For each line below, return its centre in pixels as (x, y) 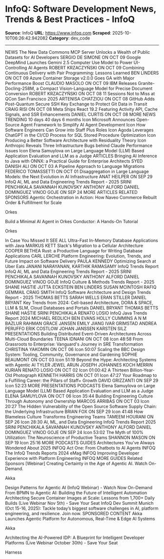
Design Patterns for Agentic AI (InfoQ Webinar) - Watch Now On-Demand (79, 487)
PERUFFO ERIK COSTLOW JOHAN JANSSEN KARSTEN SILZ (66, 329)
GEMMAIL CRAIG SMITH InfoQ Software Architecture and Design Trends (78, 292)
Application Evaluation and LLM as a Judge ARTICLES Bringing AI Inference (81, 156)
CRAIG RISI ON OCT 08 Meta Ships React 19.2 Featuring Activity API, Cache (81, 109)
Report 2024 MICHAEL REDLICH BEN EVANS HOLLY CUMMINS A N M (76, 318)
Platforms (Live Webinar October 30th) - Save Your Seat (61, 542)
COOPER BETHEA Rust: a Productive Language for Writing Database (74, 250)
